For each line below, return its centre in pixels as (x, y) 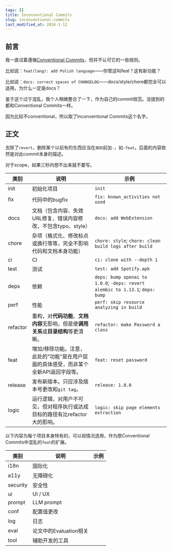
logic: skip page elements (127, 407)
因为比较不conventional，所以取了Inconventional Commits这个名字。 (78, 117)
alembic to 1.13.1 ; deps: (125, 289)
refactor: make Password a (127, 325)
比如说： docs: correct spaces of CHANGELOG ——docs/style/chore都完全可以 (86, 82)
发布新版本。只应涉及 (58, 381)
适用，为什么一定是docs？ (33, 88)
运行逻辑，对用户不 (55, 399)
